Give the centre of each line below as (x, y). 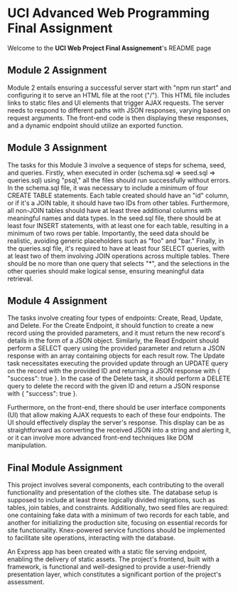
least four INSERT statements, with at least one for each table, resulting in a (118, 225)
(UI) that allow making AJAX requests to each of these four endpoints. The (117, 415)
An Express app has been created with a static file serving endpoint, (107, 552)
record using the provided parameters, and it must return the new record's (116, 333)
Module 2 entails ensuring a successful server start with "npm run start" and (119, 88)
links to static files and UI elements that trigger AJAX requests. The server (116, 103)
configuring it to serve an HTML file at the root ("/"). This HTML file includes (119, 95)
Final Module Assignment (65, 468)
